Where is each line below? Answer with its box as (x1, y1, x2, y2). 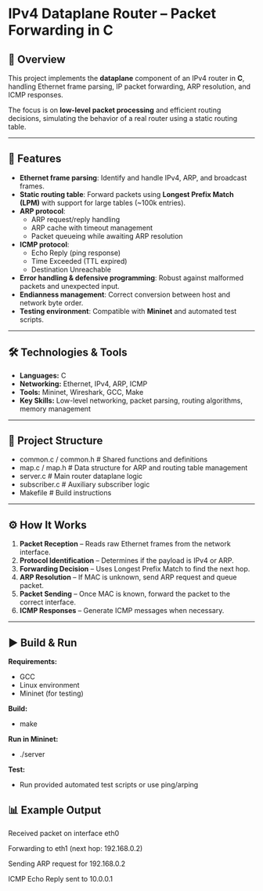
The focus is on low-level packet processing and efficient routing (8, 105, 222, 115)
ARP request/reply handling (31, 214, 121, 224)
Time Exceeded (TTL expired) (31, 256, 128, 265)
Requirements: (8, 657, 57, 666)
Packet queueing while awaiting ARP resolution (31, 231, 183, 240)
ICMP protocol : (19, 239, 70, 249)
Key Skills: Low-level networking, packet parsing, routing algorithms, (19, 396, 243, 405)
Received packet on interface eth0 (8, 828, 120, 838)
